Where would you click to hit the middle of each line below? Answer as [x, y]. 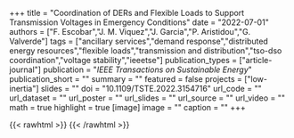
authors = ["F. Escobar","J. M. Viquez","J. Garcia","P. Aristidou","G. [130, 32]
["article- [256, 60]
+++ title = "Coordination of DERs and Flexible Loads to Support [127, 13]
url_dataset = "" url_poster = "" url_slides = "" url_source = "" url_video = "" [147, 98]
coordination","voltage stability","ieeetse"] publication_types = [123, 60]
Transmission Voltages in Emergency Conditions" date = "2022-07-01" [139, 22]
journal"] [25, 69]
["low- [255, 79]
